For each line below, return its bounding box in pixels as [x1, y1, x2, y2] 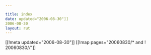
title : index [5, 11, 33, 16]
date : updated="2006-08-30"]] [5, 16, 69, 21]
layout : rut [5, 25, 30, 30]
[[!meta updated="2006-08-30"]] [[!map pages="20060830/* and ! [5, 39, 146, 45]
